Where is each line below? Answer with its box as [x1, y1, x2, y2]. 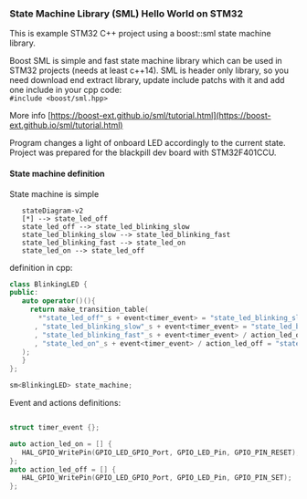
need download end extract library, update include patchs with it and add [9, 75, 285, 86]
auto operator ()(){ [21, 296, 96, 306]
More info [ [9, 110, 52, 121]
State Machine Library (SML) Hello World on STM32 [9, 7, 244, 20]
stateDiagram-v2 [21, 206, 84, 215]
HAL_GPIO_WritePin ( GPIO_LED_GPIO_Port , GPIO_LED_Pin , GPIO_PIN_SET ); [21, 473, 292, 483]
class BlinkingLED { [9, 279, 89, 289]
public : [9, 288, 39, 297]
